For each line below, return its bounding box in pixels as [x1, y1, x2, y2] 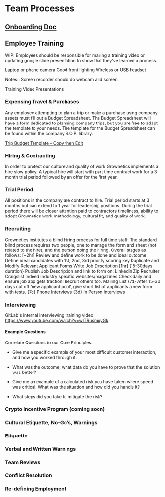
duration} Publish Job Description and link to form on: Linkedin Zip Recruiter [5, 268, 160, 274]
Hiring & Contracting [5, 152, 55, 159]
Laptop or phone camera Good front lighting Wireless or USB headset [5, 67, 146, 73]
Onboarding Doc [5, 23, 57, 31]
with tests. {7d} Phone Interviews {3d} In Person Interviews [5, 289, 125, 295]
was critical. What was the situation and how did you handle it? [12, 384, 140, 390]
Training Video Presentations [5, 86, 64, 92]
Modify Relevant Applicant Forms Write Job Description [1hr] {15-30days [5, 263, 153, 269]
